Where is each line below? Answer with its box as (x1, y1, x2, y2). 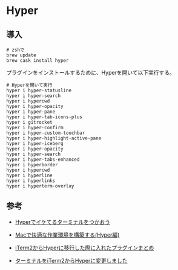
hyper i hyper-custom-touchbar (6, 130, 85, 136)
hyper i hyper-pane (6, 109, 56, 115)
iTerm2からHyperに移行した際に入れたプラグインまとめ (15, 244, 154, 251)
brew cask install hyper (6, 58, 69, 64)
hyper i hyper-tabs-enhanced (6, 157, 80, 163)
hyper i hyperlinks (6, 178, 56, 184)
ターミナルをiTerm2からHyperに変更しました (15, 257, 128, 264)
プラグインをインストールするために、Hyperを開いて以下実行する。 (6, 69, 176, 76)
